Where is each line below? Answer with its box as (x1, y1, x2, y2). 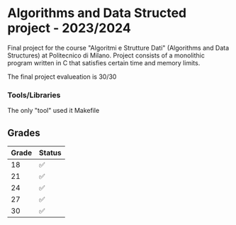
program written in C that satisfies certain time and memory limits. (7, 58, 201, 67)
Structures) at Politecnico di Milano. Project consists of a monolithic (7, 51, 206, 60)
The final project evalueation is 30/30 (7, 72, 117, 81)
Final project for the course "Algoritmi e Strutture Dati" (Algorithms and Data (7, 43, 230, 52)
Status (38, 148, 62, 158)
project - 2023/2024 (7, 20, 131, 36)
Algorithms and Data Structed (7, 5, 187, 21)
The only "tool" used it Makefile (7, 106, 100, 115)
